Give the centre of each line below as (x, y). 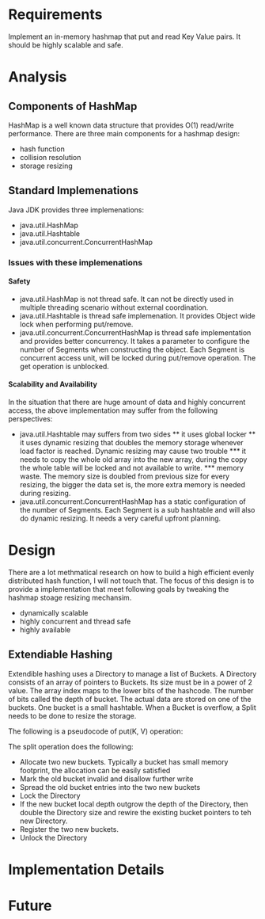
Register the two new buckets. (69, 829)
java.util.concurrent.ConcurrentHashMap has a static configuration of (133, 501)
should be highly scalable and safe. (66, 44)
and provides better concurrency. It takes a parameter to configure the (135, 341)
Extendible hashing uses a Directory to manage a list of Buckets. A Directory (132, 673)
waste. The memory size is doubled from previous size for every (125, 476)
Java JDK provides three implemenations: (76, 210)
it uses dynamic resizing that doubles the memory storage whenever (131, 443)
